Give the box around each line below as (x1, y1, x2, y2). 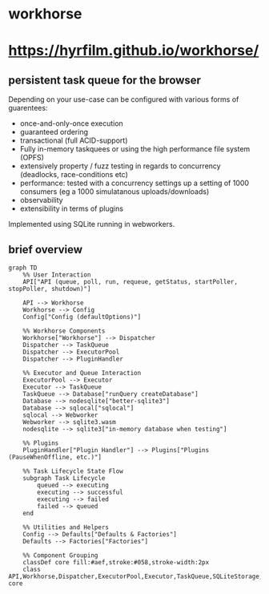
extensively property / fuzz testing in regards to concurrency (19, 161, 222, 171)
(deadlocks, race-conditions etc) (19, 170, 128, 180)
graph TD (8, 264, 38, 272)
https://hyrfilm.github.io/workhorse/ (8, 42, 259, 60)
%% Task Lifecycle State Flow (22, 467, 124, 475)
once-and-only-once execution (19, 119, 124, 128)
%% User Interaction (22, 271, 91, 279)
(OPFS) (19, 153, 44, 163)
